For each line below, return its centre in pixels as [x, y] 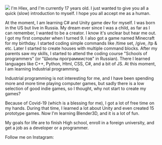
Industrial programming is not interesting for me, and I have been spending [79, 78]
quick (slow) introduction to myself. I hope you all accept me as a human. [78, 13]
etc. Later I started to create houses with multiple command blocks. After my [81, 48]
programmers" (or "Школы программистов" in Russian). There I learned [78, 58]
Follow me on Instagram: [29, 137]
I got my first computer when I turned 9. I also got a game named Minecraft [80, 38]
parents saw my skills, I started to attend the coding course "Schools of [76, 53]
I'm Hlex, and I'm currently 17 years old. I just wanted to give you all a [80, 8]
